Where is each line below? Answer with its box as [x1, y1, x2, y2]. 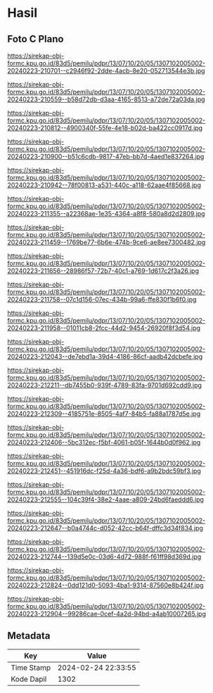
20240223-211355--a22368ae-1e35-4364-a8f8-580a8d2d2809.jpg [7, 210, 205, 217]
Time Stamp [11, 663, 51, 673]
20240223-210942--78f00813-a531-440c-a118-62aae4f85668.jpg [7, 181, 202, 189]
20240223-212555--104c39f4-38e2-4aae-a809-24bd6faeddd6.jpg [7, 495, 204, 504]
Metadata [7, 630, 51, 642]
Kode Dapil [11, 674, 47, 684]
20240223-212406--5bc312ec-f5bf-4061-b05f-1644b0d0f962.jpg [7, 438, 201, 446]
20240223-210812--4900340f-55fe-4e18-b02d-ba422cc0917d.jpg [7, 124, 202, 132]
